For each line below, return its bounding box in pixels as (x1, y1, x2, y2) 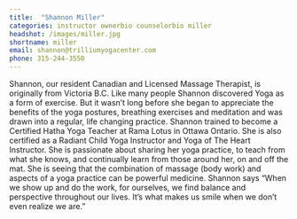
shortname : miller (9, 37, 77, 47)
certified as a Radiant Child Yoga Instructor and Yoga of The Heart (9, 135, 251, 145)
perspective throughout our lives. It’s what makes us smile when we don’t (9, 192, 277, 202)
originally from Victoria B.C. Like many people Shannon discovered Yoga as (9, 88, 285, 98)
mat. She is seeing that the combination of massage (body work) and (9, 163, 262, 174)
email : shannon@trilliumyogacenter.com (9, 46, 157, 55)
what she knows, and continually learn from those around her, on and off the (9, 154, 289, 164)
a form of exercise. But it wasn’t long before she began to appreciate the (9, 98, 274, 107)
